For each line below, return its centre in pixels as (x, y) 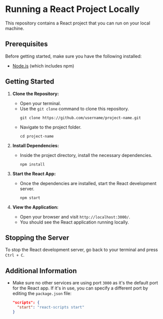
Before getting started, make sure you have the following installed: (73, 56)
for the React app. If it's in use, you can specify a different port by (80, 288)
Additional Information (41, 271)
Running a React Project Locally (72, 9)
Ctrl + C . (15, 255)
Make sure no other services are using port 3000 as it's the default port (85, 283)
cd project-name (37, 136)
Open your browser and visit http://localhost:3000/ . (75, 216)
